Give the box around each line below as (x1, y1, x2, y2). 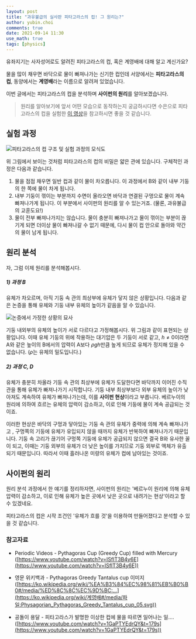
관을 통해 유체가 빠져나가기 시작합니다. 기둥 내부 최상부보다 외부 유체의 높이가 (6, 386, 183, 393)
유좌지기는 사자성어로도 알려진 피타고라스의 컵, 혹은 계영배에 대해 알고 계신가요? (6, 58, 188, 65)
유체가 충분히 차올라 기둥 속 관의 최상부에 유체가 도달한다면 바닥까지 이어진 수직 (6, 379, 187, 386)
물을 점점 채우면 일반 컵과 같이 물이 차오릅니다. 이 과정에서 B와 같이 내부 (14, 177, 178, 184)
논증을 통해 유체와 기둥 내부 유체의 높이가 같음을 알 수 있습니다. (12, 302, 156, 309)
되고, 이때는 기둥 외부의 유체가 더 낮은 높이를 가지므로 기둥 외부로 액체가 (12, 442, 176, 449)
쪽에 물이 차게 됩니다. (27, 185, 76, 192)
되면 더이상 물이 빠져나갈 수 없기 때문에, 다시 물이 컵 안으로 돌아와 (25, 221, 176, 228)
